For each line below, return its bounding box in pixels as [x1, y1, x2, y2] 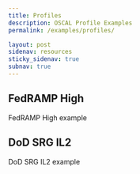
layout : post [8, 40, 51, 48]
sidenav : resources [8, 48, 73, 56]
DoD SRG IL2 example [8, 157, 81, 166]
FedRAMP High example [8, 112, 87, 123]
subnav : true [8, 62, 51, 71]
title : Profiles [8, 11, 62, 20]
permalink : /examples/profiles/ [8, 26, 115, 34]
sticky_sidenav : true [8, 55, 80, 63]
